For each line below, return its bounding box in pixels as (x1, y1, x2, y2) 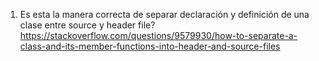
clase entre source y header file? (19, 19, 156, 31)
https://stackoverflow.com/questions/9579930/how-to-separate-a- (19, 30, 298, 41)
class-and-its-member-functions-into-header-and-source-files (19, 40, 281, 52)
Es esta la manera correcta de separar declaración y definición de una (19, 9, 310, 20)
